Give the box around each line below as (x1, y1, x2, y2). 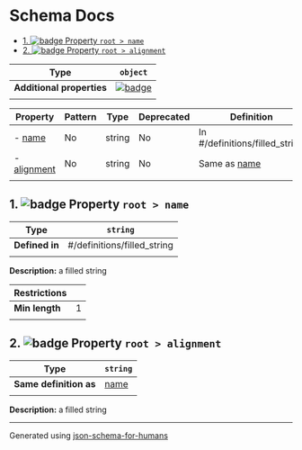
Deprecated (138, 110, 191, 122)
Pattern (64, 110, 97, 122)
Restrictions (13, 286, 67, 299)
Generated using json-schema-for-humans (9, 429, 169, 441)
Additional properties (13, 81, 108, 94)
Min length (13, 301, 61, 314)
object (120, 67, 148, 77)
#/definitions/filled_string (67, 238, 173, 251)
